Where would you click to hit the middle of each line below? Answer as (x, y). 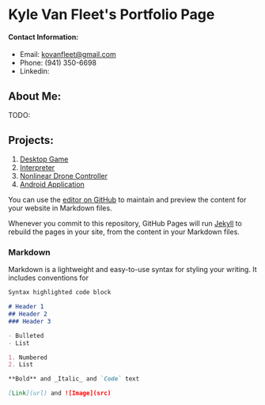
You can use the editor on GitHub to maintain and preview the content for (127, 200)
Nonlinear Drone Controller (64, 176)
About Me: (35, 96)
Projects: (31, 140)
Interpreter (37, 168)
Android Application (52, 184)
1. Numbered (28, 358)
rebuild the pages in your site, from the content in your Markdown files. (124, 232)
